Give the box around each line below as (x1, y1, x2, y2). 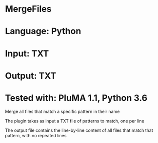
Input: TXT (5, 48, 49, 59)
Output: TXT (5, 70, 57, 81)
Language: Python (5, 26, 81, 37)
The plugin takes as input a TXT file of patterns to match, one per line (5, 118, 145, 124)
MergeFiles (5, 3, 52, 15)
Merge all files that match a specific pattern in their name (5, 108, 120, 114)
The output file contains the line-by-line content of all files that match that (5, 127, 154, 133)
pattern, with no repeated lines (5, 132, 67, 138)
